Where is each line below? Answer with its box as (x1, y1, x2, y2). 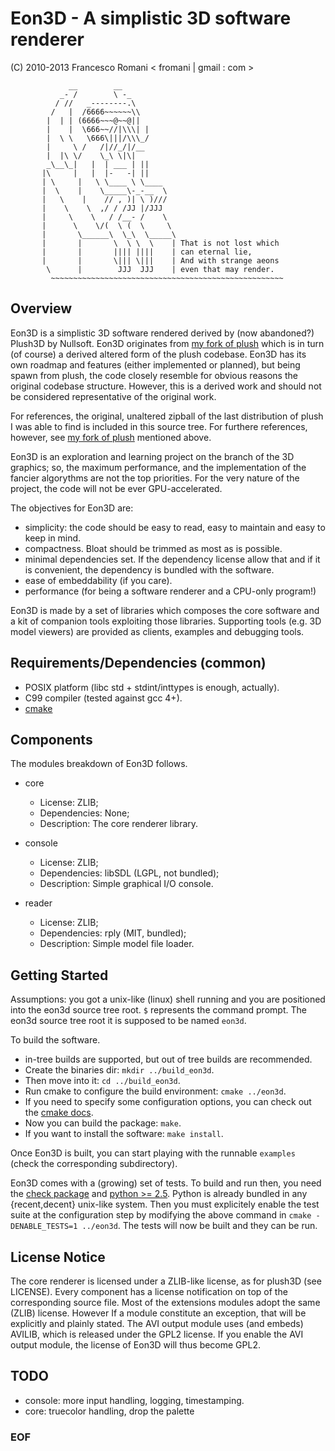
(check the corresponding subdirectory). (10, 1158, 178, 1170)
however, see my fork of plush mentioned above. (10, 431, 212, 443)
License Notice (10, 1248, 106, 1266)
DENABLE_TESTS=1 (10, 1222, 78, 1232)
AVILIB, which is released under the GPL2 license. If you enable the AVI (10, 1328, 304, 1340)
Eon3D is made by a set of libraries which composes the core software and (10, 604, 320, 616)
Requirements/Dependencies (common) (10, 655, 267, 672)
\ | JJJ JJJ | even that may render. (46, 264, 275, 274)
